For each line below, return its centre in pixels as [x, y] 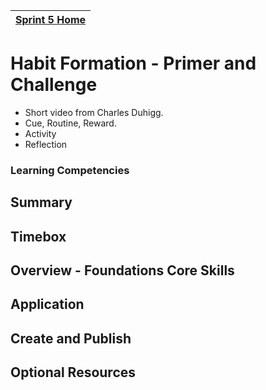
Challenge [54, 85]
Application [47, 304]
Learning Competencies [70, 170]
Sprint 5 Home [51, 19]
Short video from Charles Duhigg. [94, 112]
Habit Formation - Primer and [133, 63]
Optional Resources [73, 372]
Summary [41, 202]
